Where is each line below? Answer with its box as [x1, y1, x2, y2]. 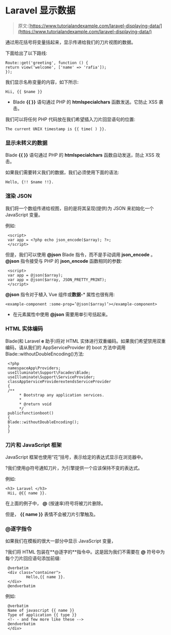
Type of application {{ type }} [7, 612, 77, 618]
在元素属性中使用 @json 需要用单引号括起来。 [12, 311, 110, 317]
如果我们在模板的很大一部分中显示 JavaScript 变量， [5, 538, 117, 544]
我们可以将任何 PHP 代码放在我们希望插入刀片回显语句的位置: [5, 116, 136, 122]
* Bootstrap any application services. [18, 392, 104, 397]
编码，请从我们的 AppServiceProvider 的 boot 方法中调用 [5, 344, 126, 350]
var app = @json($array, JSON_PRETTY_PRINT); [7, 277, 107, 282]
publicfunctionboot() [7, 410, 54, 415]
